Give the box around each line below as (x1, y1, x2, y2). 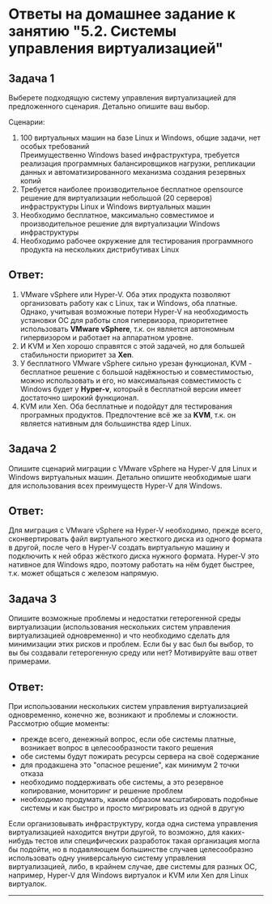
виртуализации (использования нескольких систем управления (8, 622, 231, 632)
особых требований (19, 142, 90, 151)
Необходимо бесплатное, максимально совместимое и (19, 210, 215, 219)
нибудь (8, 836, 34, 846)
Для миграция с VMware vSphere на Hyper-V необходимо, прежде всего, (8, 525, 263, 535)
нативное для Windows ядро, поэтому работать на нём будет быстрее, (8, 560, 255, 570)
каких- (221, 827, 245, 838)
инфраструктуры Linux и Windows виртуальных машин (19, 202, 210, 211)
